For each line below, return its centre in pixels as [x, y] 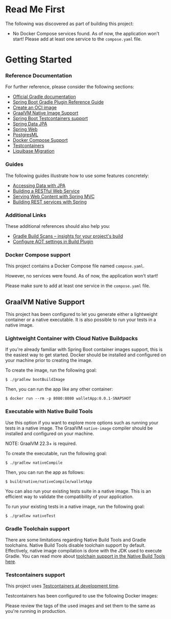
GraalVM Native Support [45, 302]
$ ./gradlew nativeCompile [34, 463]
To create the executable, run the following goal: [56, 453]
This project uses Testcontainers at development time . [63, 586]
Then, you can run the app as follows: [45, 472]
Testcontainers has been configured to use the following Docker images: [82, 596]
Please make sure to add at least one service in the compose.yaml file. [78, 286]
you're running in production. [36, 611]
